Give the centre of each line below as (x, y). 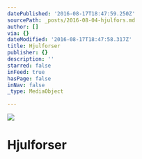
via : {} (18, 33)
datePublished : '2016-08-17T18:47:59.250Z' (71, 14)
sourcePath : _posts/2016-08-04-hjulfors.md (71, 20)
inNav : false (26, 85)
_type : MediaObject (35, 91)
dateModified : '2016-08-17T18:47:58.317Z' (70, 40)
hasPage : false (29, 78)
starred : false (29, 66)
